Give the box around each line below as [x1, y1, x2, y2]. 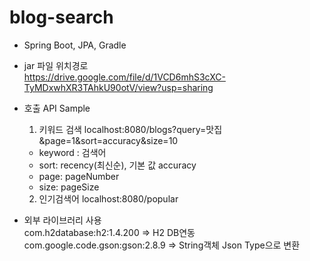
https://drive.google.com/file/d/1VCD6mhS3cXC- [23, 71, 226, 83]
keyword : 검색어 [38, 146, 107, 158]
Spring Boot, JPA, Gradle [23, 39, 127, 51]
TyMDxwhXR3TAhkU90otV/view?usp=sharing [23, 81, 214, 93]
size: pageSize [38, 181, 100, 193]
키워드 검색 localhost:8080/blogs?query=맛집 [38, 123, 223, 135]
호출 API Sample [23, 102, 91, 114]
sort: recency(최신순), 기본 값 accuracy [38, 159, 197, 171]
